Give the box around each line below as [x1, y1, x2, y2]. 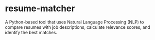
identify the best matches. [5, 29, 57, 35]
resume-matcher [5, 3, 75, 14]
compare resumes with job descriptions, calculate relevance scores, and [5, 24, 151, 30]
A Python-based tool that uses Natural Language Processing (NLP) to [5, 19, 144, 25]
